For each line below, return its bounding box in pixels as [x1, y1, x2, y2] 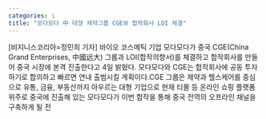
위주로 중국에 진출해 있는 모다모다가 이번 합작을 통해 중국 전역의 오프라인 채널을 [8, 92, 256, 101]
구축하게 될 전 [8, 101, 52, 112]
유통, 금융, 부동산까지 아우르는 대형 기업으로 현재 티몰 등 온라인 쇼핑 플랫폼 [22, 81, 256, 92]
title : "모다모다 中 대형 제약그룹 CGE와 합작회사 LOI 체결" [8, 19, 187, 27]
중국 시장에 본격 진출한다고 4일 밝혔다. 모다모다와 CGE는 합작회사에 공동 [16, 61, 243, 72]
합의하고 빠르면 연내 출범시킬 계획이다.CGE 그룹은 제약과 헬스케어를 [29, 72, 241, 81]
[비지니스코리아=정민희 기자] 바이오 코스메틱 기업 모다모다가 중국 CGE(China [8, 42, 249, 52]
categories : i [8, 11, 56, 20]
